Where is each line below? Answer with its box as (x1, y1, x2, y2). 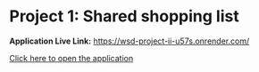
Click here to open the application (9, 52, 134, 63)
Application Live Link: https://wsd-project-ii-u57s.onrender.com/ (9, 36, 250, 46)
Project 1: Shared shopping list (9, 6, 239, 27)
